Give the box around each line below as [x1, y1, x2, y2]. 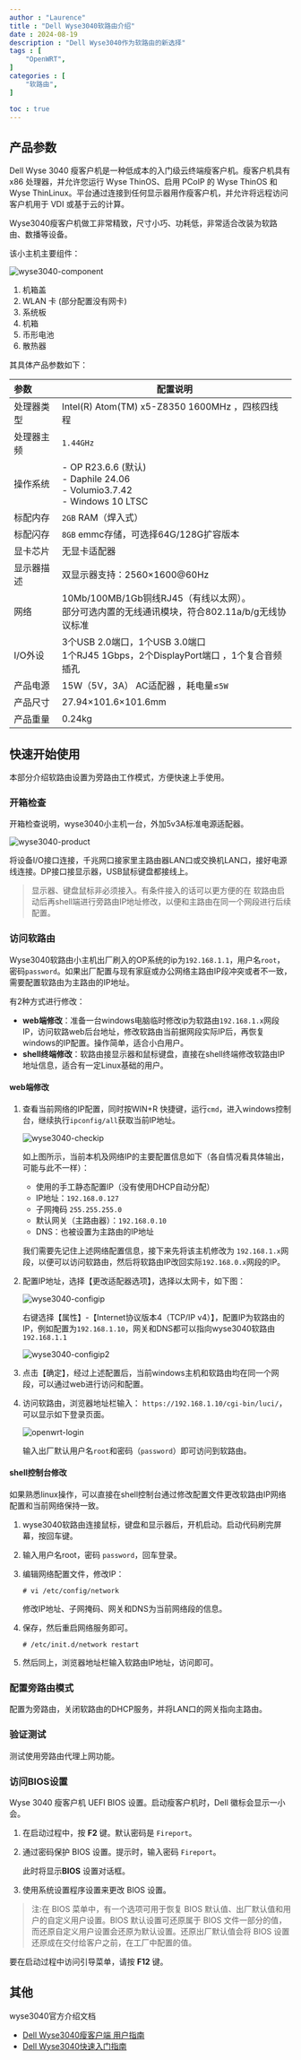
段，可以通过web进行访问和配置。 [21, 1378, 149, 1389]
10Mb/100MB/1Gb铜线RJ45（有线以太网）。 [61, 593, 251, 605]
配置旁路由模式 [9, 1682, 74, 1694]
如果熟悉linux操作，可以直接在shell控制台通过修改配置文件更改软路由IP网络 [9, 1489, 287, 1500]
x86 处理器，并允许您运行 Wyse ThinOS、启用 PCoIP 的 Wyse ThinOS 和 [9, 177, 278, 187]
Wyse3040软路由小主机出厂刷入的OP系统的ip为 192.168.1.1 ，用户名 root [9, 954, 278, 965]
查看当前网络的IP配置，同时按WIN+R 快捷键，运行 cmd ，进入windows [21, 1104, 276, 1114]
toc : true [9, 104, 50, 113]
